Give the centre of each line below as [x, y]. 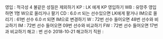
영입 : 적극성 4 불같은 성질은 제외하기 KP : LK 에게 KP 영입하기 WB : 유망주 [76, 7]
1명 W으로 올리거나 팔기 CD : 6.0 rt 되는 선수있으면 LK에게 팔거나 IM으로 [83, 13]
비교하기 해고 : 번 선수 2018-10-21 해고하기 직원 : [57, 31]
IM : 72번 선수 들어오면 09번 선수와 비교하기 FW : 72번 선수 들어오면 [83, 25]
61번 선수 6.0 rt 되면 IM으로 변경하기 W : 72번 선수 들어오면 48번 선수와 [85, 19]
